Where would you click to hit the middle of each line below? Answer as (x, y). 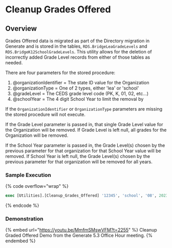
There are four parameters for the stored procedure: (60, 73)
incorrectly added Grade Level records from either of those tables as (78, 57)
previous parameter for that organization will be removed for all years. (79, 162)
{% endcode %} (22, 206)
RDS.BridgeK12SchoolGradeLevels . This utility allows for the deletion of (79, 52)
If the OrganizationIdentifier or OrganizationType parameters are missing (84, 109)
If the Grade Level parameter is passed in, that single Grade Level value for (84, 124)
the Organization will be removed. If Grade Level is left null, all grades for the (86, 130)
